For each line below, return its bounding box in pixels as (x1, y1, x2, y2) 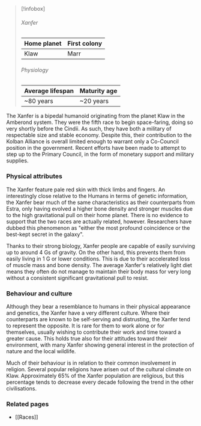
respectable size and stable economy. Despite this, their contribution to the (6, 132, 192, 139)
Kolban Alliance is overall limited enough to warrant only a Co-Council (6, 138, 179, 145)
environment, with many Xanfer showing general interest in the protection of (6, 341, 194, 348)
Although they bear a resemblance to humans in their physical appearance (6, 303, 191, 310)
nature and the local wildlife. (6, 348, 76, 354)
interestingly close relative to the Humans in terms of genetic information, (6, 192, 188, 199)
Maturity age (79, 87, 118, 95)
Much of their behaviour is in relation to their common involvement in (6, 359, 176, 366)
